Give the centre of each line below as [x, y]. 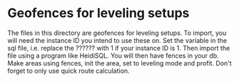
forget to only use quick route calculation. [68, 71]
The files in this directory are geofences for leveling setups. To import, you [117, 33]
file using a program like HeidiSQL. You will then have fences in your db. [113, 56]
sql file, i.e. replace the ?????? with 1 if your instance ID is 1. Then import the [119, 48]
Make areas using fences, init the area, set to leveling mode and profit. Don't [119, 63]
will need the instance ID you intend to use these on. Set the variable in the [117, 40]
